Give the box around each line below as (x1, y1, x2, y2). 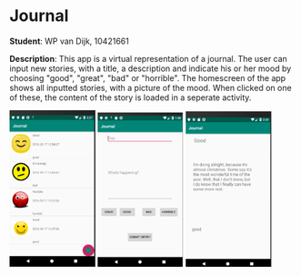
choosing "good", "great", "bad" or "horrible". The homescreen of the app (9, 72, 286, 83)
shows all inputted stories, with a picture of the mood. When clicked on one (9, 82, 293, 93)
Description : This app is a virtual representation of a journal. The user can (9, 53, 288, 64)
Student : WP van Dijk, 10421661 (9, 36, 129, 46)
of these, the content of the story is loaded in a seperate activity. (9, 92, 252, 103)
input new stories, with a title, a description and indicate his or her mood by (9, 63, 292, 74)
